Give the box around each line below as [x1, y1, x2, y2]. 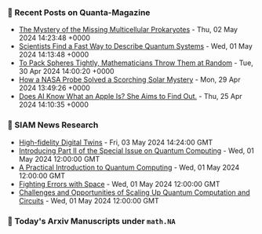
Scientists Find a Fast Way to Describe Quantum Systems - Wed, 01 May [18, 42, 253, 51]
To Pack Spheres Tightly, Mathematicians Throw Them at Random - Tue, [18, 58, 254, 68]
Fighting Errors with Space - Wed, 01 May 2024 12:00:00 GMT [18, 179, 220, 188]
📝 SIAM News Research [7, 119, 99, 130]
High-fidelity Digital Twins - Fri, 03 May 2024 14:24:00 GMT [18, 137, 213, 147]
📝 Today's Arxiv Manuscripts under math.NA [7, 215, 176, 226]
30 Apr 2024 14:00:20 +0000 [18, 67, 115, 76]
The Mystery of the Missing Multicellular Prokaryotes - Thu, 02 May [18, 25, 238, 35]
